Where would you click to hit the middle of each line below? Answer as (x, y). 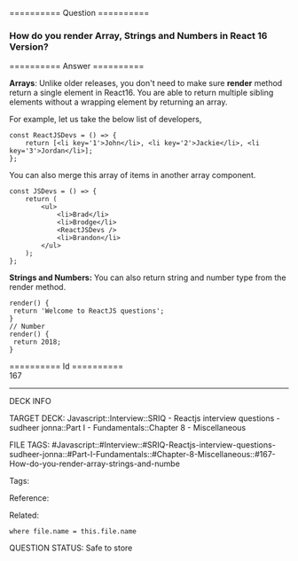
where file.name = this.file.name (73, 532)
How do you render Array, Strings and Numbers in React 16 (138, 35)
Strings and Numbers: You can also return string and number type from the (148, 277)
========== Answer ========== (77, 66)
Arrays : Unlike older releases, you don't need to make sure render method (146, 83)
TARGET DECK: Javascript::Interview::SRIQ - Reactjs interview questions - (145, 418)
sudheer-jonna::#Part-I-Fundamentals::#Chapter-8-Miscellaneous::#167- (143, 455)
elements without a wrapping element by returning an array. (118, 102)
